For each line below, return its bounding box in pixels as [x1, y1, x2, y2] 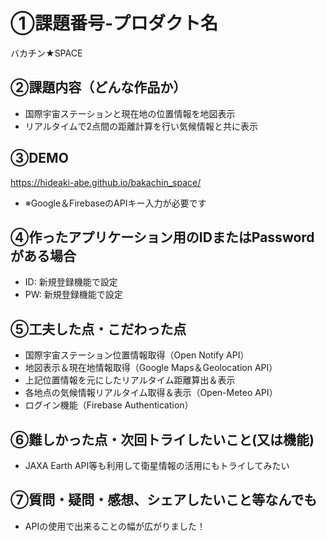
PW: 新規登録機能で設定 [24, 289, 123, 301]
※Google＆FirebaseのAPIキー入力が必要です [24, 197, 207, 209]
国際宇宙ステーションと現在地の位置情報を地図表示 [24, 107, 236, 119]
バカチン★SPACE [10, 47, 83, 59]
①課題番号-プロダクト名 [10, 12, 219, 35]
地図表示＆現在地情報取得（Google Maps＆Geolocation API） [24, 362, 278, 374]
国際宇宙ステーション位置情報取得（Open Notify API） [24, 349, 250, 361]
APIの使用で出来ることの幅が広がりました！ [24, 520, 207, 532]
